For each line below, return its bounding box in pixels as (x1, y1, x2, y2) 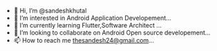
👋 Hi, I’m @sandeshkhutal (13, 7, 87, 14)
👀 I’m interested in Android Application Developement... (13, 14, 171, 22)
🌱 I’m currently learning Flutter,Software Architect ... (13, 21, 162, 29)
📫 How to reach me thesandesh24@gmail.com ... (13, 37, 154, 44)
